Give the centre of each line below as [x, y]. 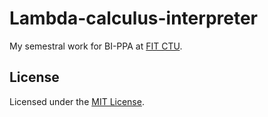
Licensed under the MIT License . [77, 101]
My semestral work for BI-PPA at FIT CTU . [96, 46]
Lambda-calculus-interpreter [133, 18]
